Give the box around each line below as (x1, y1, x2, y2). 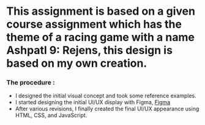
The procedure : (6, 78, 55, 87)
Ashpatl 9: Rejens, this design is (6, 44, 173, 58)
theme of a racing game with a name (6, 31, 195, 44)
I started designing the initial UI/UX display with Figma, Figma (15, 99, 170, 106)
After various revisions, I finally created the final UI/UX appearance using (15, 105, 199, 113)
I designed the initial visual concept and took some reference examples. (15, 92, 197, 99)
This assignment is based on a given (6, 4, 196, 18)
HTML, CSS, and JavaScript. (15, 112, 88, 119)
